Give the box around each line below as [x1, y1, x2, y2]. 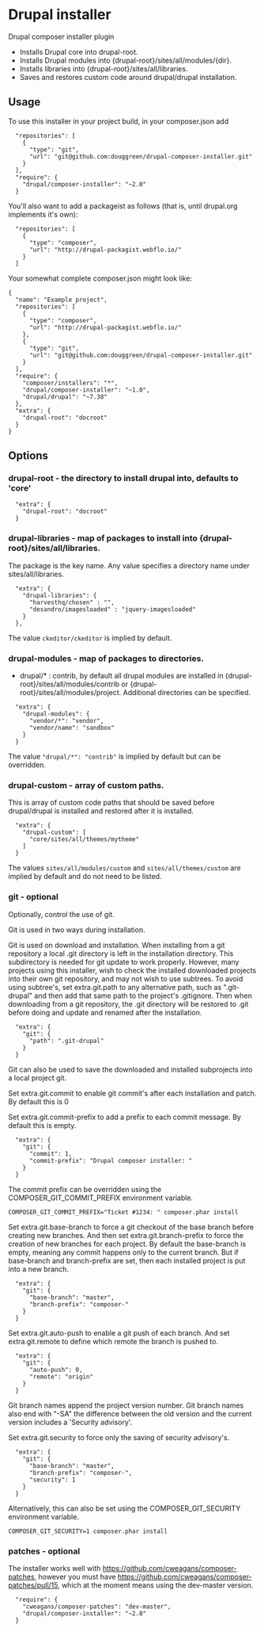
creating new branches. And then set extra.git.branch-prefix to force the [8, 1230, 243, 1240]
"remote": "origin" [28, 1373, 93, 1381]
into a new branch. [8, 1264, 70, 1274]
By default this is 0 [8, 1096, 70, 1106]
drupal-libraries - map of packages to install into [8, 533, 198, 544]
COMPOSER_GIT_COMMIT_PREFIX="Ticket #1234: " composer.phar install [8, 1208, 239, 1216]
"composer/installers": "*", [22, 379, 119, 387]
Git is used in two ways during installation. [8, 925, 145, 934]
